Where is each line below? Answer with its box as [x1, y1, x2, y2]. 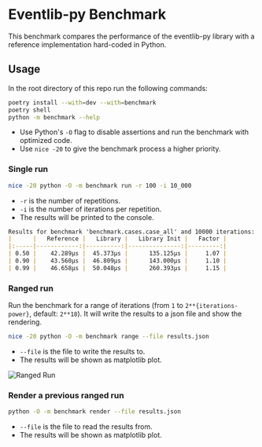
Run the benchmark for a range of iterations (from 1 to [8, 301, 183, 310]
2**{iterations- [184, 302, 238, 310]
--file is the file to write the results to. [19, 346, 146, 356]
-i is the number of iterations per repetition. [19, 204, 162, 214]
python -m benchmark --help [8, 113, 101, 121]
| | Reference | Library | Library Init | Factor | [8, 235, 227, 243]
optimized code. [19, 136, 72, 145]
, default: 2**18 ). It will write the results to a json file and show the [28, 309, 242, 319]
